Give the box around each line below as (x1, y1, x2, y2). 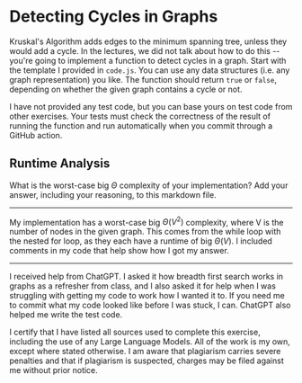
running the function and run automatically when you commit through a (9, 120, 273, 131)
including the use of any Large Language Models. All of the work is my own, (9, 336, 290, 347)
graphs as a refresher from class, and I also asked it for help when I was (9, 281, 277, 291)
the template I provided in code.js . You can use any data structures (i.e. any (9, 65, 290, 76)
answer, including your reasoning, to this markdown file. (9, 189, 218, 200)
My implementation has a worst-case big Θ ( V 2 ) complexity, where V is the (9, 215, 284, 227)
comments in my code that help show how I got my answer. (9, 245, 229, 256)
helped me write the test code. (9, 309, 123, 320)
